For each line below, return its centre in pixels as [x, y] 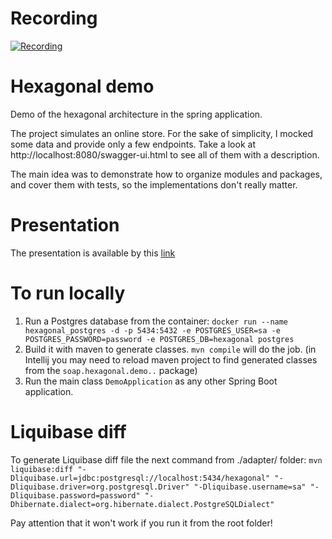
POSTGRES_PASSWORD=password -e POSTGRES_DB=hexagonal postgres [159, 339]
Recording [54, 18]
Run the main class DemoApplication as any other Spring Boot [151, 381]
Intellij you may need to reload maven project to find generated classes [171, 359]
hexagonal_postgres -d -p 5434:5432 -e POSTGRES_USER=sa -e [152, 330]
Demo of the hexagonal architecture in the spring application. [136, 114]
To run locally [68, 293]
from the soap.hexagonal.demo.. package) [111, 370]
